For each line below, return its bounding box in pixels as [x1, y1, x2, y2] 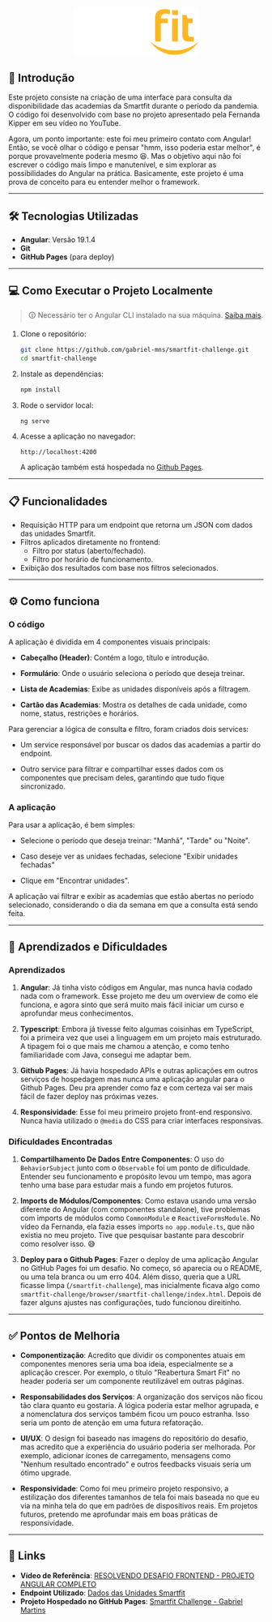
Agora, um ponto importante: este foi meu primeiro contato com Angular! [8, 134, 252, 144]
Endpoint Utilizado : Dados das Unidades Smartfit [19, 1588, 186, 1598]
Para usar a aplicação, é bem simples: [8, 820, 135, 830]
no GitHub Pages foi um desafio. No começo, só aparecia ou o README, [19, 1264, 262, 1273]
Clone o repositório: [19, 328, 87, 339]
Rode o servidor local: [19, 400, 94, 410]
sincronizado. [19, 781, 66, 791]
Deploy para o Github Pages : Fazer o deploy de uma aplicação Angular [19, 1255, 259, 1265]
